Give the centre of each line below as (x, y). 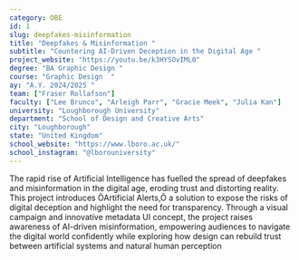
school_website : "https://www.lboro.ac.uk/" (95, 144)
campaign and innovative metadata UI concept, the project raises (131, 217)
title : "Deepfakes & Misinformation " (82, 43)
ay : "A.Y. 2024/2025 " (52, 85)
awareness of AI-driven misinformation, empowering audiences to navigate (150, 226)
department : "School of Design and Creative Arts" (107, 119)
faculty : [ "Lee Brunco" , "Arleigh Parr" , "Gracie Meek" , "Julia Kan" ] (145, 102)
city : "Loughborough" (50, 128)
